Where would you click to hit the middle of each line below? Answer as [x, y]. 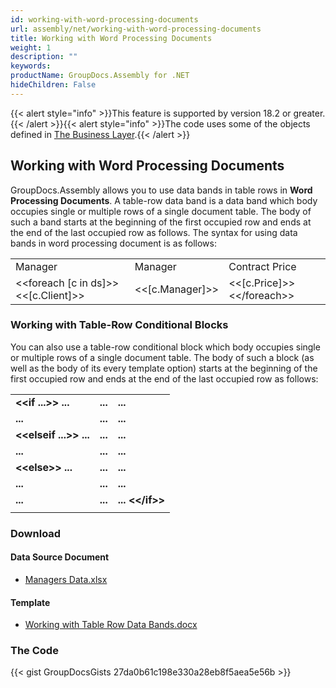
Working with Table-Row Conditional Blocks [119, 325]
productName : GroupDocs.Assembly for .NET [100, 76]
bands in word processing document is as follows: [113, 243]
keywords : [31, 66]
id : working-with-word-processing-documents [104, 19]
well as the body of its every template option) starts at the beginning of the [164, 368]
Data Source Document [60, 557]
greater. [309, 113]
